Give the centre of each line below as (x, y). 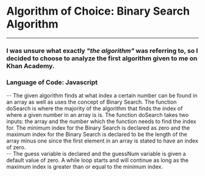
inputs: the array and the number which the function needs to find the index (101, 121)
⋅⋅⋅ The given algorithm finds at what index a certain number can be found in (102, 96)
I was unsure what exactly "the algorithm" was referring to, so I (102, 51)
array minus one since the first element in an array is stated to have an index (102, 141)
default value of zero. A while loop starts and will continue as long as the (98, 160)
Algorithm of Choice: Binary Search (98, 11)
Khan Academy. (31, 66)
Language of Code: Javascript (52, 82)
